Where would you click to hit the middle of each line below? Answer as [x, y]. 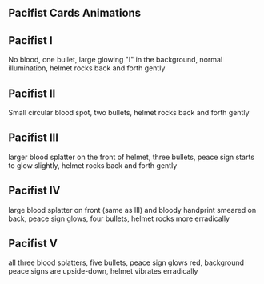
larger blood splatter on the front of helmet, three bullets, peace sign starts [131, 157]
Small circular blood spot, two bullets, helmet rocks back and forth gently [129, 113]
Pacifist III [33, 138]
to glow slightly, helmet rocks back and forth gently [93, 165]
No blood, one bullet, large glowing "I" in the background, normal [116, 60]
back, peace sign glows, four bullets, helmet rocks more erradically [119, 218]
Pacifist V [33, 244]
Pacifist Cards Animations [75, 13]
